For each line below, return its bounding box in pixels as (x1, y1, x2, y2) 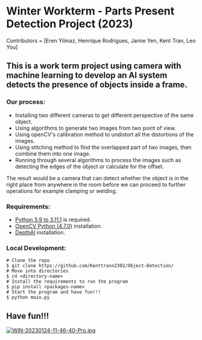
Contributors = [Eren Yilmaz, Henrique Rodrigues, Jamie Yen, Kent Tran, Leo (6, 37, 196, 44)
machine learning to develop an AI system (6, 71, 168, 81)
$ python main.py (6, 294, 50, 301)
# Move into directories (6, 268, 69, 274)
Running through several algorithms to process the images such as (14, 156, 181, 163)
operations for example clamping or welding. (6, 187, 118, 194)
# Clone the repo (6, 257, 50, 263)
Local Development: (6, 244, 66, 252)
